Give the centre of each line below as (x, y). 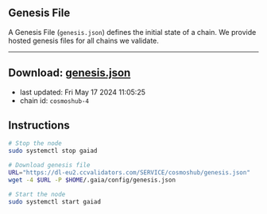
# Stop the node (35, 143)
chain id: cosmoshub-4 (54, 100)
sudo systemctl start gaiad (55, 201)
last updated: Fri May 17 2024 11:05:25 (82, 92)
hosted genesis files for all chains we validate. (83, 40)
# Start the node (37, 194)
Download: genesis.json (70, 73)
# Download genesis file (49, 166)
